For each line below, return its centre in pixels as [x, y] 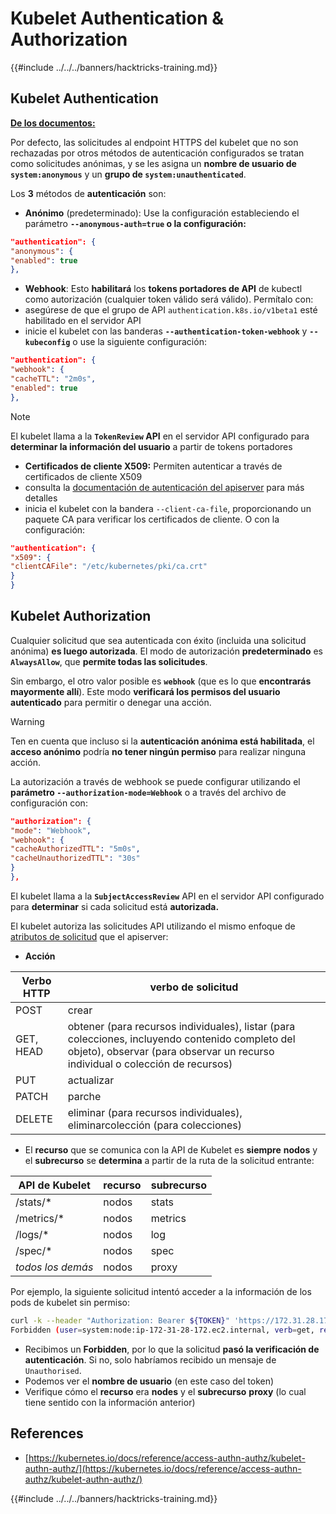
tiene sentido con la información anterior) [110, 1402]
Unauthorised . [53, 1370]
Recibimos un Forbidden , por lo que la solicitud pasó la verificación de [172, 1349]
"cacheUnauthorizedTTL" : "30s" [75, 858]
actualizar [91, 1080]
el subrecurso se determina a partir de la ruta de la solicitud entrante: [169, 1160]
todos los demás [54, 1267]
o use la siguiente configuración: [139, 342]
